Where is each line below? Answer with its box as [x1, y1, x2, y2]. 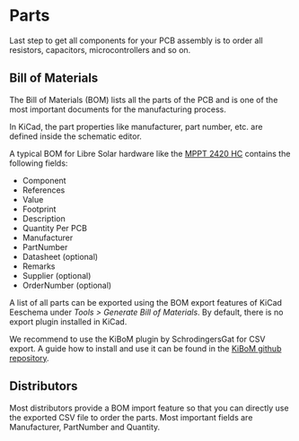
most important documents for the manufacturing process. [9, 104, 226, 115]
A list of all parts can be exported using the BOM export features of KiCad [9, 297, 283, 307]
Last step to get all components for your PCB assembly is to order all [9, 35, 263, 46]
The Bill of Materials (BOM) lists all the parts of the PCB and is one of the [9, 94, 278, 105]
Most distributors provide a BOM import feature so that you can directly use [9, 402, 289, 413]
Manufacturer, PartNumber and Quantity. [9, 421, 161, 432]
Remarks [22, 261, 56, 272]
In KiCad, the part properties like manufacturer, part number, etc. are [9, 121, 263, 132]
